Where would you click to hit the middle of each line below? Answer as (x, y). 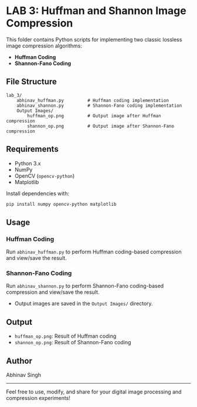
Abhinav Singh (24, 375)
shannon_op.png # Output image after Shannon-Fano (101, 126)
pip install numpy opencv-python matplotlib (61, 204)
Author (19, 361)
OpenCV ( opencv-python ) (45, 176)
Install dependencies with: (38, 193)
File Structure (31, 82)
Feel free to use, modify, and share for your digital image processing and (94, 392)
